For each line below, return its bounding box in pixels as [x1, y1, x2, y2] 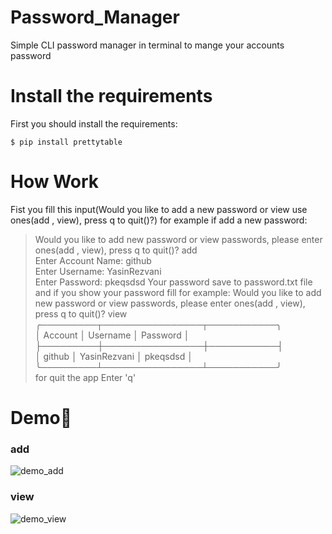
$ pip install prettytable [10, 137, 123, 147]
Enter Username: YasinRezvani [34, 265, 162, 277]
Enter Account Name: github [34, 254, 152, 266]
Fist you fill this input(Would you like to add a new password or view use [10, 203, 308, 215]
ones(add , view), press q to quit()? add [34, 244, 198, 256]
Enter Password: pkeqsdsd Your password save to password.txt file [34, 276, 313, 288]
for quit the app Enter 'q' [34, 371, 137, 383]
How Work [10, 171, 100, 193]
